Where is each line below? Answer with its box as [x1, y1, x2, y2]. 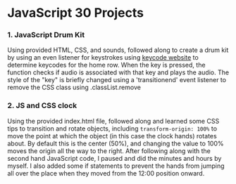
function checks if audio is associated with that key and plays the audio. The [7, 68, 230, 77]
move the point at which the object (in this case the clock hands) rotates [7, 131, 217, 140]
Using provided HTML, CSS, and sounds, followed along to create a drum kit [7, 46, 229, 54]
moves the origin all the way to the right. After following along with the [7, 146, 211, 155]
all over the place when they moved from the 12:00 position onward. [7, 169, 205, 177]
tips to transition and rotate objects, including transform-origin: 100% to [7, 124, 217, 133]
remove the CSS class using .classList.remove [7, 83, 141, 92]
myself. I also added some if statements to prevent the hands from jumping [7, 162, 225, 170]
